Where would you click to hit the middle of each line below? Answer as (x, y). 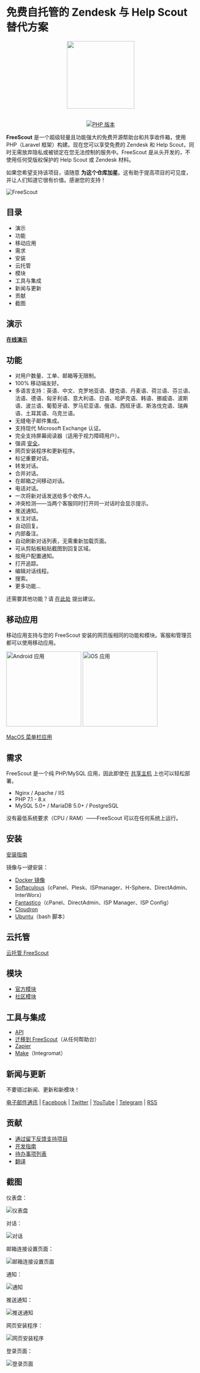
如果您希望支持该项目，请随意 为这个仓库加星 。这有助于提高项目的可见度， (99, 172)
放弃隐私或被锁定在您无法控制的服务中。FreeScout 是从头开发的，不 (106, 152)
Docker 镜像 (30, 880)
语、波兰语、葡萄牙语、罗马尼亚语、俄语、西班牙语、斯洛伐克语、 (96, 406)
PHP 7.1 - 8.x (30, 799)
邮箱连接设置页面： (30, 1249)
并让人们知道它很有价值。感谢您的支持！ (56, 180)
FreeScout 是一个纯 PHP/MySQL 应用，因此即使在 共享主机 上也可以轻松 (96, 773)
